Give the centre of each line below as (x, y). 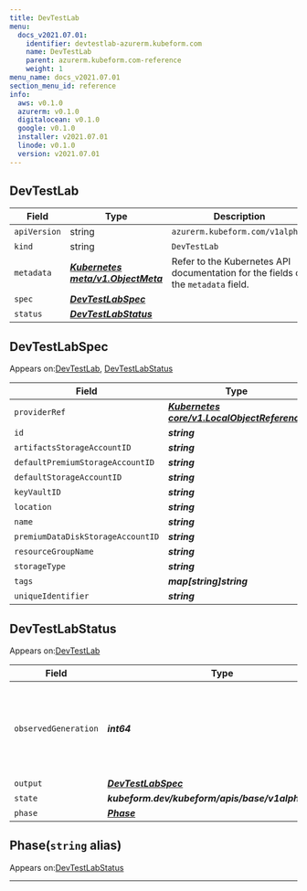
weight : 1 (45, 69)
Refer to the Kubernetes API (231, 261)
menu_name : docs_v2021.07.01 (65, 78)
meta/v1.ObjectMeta (116, 279)
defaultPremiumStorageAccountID (85, 463)
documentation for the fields (233, 273)
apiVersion (37, 232)
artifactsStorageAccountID (73, 448)
